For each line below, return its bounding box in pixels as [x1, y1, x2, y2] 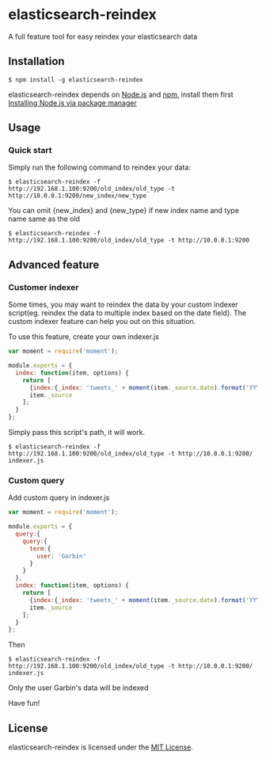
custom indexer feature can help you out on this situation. [8, 317, 196, 326]
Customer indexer [8, 281, 79, 292]
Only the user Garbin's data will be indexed [8, 683, 149, 692]
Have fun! [8, 699, 40, 708]
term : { [28, 544, 51, 552]
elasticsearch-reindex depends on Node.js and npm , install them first [8, 90, 234, 99]
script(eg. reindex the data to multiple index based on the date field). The [8, 308, 247, 318]
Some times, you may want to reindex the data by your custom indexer [8, 299, 239, 310]
